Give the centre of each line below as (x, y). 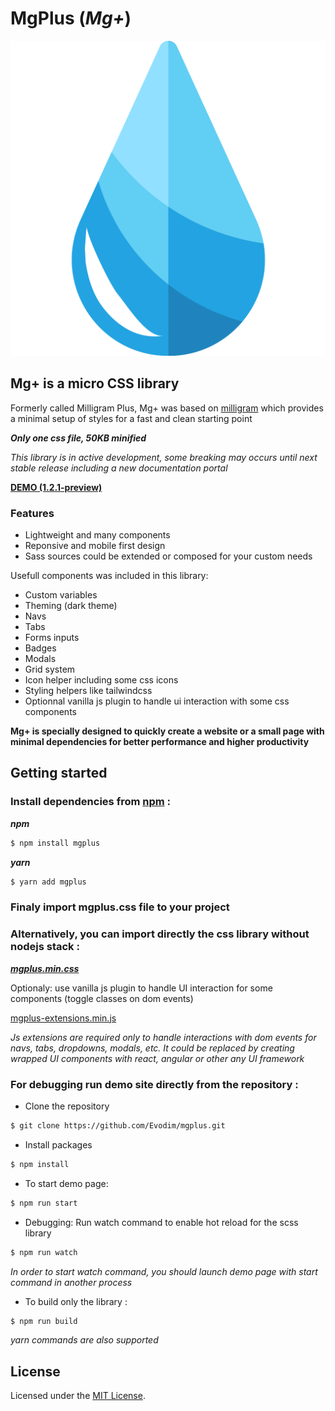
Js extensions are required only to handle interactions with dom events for (163, 1037)
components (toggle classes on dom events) (102, 998)
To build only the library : (76, 1301)
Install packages (58, 1144)
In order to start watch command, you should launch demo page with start (164, 1271)
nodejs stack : (45, 947)
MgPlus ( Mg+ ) (71, 18)
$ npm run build (44, 1321)
